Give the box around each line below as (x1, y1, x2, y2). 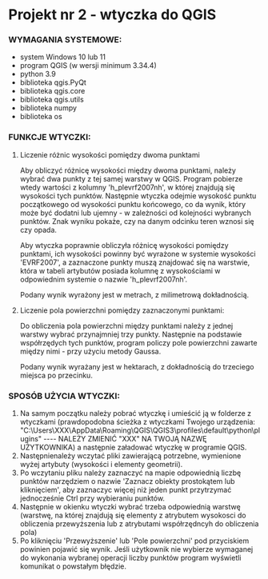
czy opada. (19, 225, 58, 234)
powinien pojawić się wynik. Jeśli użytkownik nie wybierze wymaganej (19, 545, 254, 554)
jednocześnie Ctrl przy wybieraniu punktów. (19, 493, 166, 503)
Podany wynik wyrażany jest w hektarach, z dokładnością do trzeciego (19, 361, 254, 371)
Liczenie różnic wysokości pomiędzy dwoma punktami (19, 150, 200, 159)
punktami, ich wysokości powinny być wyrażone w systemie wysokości (19, 249, 256, 258)
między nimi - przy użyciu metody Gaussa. (19, 346, 162, 356)
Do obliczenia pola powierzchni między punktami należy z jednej (19, 321, 234, 330)
